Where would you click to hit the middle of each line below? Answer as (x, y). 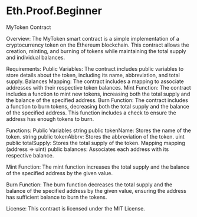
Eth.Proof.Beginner (54, 11)
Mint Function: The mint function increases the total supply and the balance (98, 167)
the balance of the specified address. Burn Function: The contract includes (97, 100)
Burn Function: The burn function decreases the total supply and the (89, 185)
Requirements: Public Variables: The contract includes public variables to (95, 68)
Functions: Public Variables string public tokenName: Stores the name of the (99, 130)
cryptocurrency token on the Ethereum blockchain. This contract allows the (98, 45)
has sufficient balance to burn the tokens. (57, 197)
